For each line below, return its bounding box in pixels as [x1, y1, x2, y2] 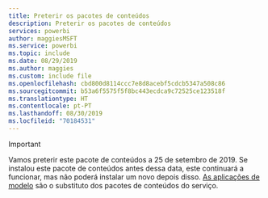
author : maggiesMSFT [8, 34, 78, 43]
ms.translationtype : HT [8, 95, 89, 103]
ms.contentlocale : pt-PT [8, 102, 92, 110]
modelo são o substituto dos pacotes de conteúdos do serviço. [8, 180, 219, 190]
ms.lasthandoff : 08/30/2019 [8, 110, 103, 118]
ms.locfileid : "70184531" [8, 117, 95, 125]
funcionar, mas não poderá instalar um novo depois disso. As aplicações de [8, 171, 260, 182]
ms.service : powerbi [8, 42, 78, 50]
